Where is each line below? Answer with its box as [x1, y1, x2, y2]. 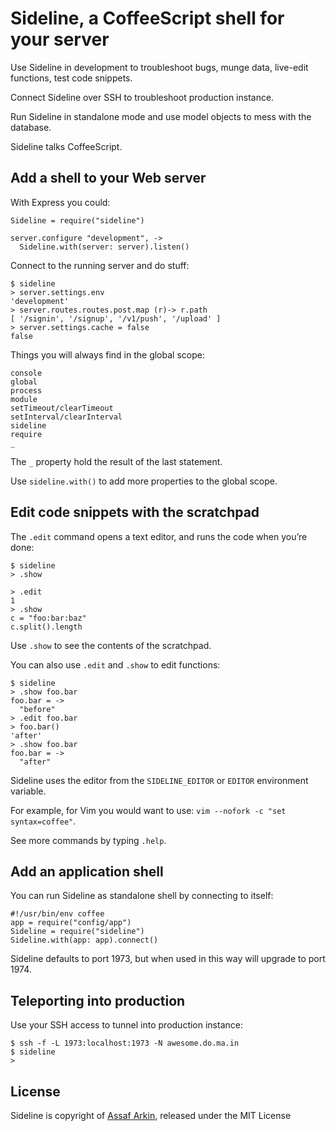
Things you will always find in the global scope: [10, 348, 205, 361]
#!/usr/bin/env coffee [10, 909, 105, 919]
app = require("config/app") [10, 918, 132, 928]
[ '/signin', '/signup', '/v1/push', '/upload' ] [10, 313, 222, 324]
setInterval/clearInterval [10, 412, 123, 422]
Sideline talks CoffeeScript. [10, 140, 123, 152]
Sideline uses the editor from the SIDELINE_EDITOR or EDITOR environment [10, 774, 309, 786]
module [10, 394, 38, 404]
